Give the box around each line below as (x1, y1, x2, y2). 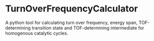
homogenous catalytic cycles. (5, 30, 68, 36)
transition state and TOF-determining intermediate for (31, 24, 144, 30)
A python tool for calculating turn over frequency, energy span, (5, 19, 138, 25)
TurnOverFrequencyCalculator (5, 3, 138, 14)
